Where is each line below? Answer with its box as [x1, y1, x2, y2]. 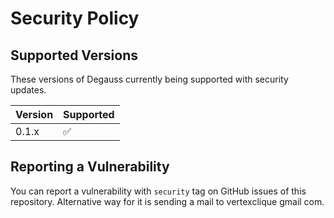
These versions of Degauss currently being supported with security [10, 73, 289, 85]
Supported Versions [10, 47, 138, 64]
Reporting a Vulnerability [10, 158, 170, 176]
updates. [10, 84, 47, 96]
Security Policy [10, 7, 140, 30]
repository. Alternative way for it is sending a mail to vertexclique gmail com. [10, 195, 325, 207]
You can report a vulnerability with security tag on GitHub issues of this [10, 185, 307, 197]
